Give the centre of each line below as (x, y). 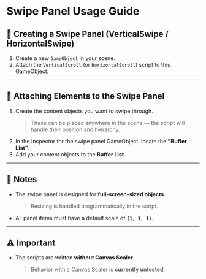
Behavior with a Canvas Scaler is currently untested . (98, 269)
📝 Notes (22, 179)
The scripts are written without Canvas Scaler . (75, 258)
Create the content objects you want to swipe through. (84, 111)
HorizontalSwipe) (40, 43)
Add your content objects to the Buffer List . (70, 154)
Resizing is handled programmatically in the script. (94, 206)
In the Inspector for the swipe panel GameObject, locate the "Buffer (101, 141)
